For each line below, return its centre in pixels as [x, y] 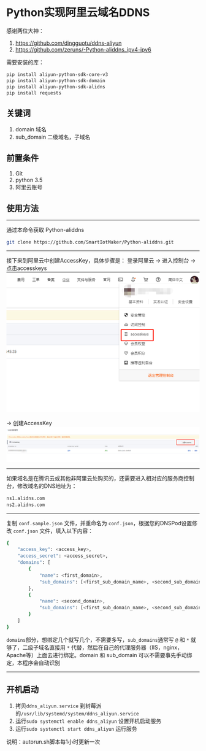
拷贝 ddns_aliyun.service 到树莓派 [58, 706]
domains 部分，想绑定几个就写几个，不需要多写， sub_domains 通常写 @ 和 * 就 [101, 639]
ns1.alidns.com [26, 498]
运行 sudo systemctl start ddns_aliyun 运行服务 [76, 728]
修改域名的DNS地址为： [47, 486]
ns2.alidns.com [26, 505]
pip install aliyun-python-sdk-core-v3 [57, 74]
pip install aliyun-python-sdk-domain [56, 80]
